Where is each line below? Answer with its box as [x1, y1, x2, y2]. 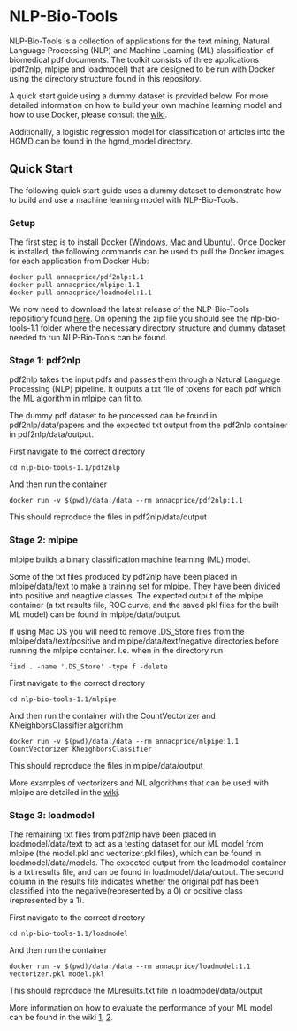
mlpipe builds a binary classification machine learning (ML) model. [9, 554, 251, 565]
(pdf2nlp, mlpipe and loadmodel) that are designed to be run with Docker [9, 64, 276, 74]
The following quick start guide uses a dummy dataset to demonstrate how [9, 184, 282, 196]
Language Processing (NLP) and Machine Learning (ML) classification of [9, 44, 274, 55]
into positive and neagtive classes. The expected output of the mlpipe [9, 590, 263, 600]
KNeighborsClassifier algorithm [9, 720, 124, 730]
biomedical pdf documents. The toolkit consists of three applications [9, 54, 259, 65]
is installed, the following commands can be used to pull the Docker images [9, 246, 285, 257]
